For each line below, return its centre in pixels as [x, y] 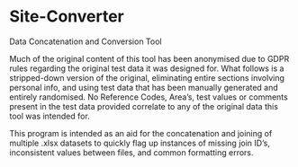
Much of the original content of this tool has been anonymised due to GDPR [149, 58]
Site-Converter [67, 17]
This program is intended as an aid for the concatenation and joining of [141, 133]
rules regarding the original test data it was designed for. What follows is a [147, 68]
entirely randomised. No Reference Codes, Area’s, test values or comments [149, 97]
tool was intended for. [50, 116]
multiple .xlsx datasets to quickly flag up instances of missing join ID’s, [140, 143]
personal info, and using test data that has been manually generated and [144, 87]
